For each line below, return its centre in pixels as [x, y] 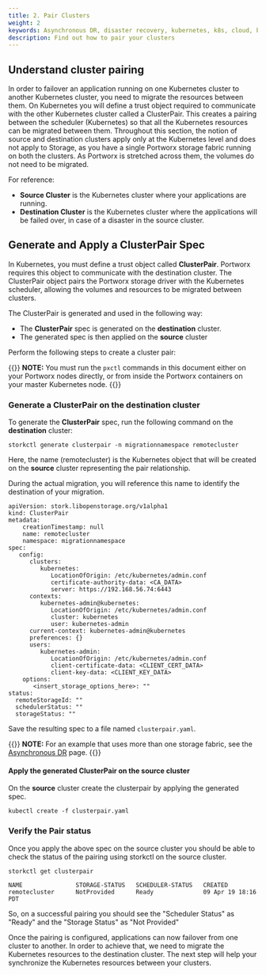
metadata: [25, 520]
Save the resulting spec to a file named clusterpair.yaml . [102, 729]
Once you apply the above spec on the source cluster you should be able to [132, 848]
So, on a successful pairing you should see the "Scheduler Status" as [122, 913]
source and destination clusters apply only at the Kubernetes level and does [132, 139]
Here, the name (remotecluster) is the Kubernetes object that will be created [133, 460]
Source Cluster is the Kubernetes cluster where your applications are [133, 195]
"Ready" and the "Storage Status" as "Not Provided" [94, 922]
